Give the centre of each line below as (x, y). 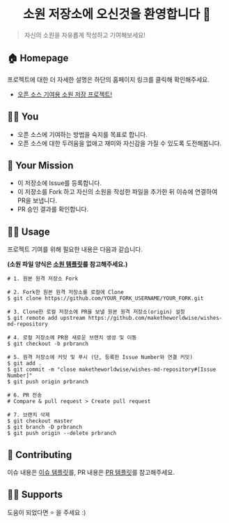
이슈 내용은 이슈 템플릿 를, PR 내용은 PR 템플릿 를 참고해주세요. (91, 472)
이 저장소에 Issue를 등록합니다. (60, 183)
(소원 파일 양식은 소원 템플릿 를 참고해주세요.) (68, 264)
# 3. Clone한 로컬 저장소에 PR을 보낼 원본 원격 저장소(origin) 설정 (96, 312)
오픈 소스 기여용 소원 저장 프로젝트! (65, 94)
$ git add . (24, 364)
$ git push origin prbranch (48, 382)
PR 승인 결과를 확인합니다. (53, 209)
